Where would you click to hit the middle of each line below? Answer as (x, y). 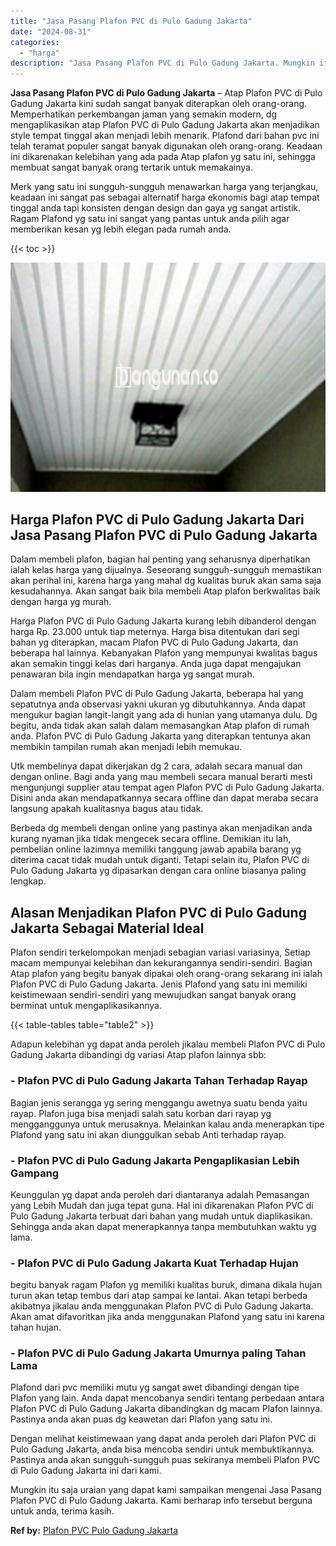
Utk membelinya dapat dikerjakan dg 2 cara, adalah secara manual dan (156, 766)
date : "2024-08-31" (51, 31)
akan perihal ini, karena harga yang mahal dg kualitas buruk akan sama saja (166, 581)
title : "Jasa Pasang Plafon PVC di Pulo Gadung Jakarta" (131, 21)
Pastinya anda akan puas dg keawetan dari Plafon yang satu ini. (141, 1419)
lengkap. (28, 881)
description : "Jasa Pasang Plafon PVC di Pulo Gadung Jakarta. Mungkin (162, 63)
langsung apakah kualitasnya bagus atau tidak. (107, 809)
